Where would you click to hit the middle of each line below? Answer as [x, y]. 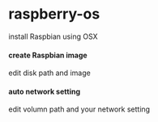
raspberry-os [54, 14]
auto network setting [45, 91]
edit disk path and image [49, 73]
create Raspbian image [48, 55]
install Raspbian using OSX [53, 36]
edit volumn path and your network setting [79, 109]
